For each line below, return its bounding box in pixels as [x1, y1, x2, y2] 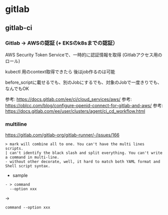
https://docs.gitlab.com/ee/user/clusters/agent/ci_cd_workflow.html [5, 108, 145, 114]
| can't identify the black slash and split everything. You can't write [5, 150, 163, 156]
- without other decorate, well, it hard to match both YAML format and [5, 159, 160, 164]
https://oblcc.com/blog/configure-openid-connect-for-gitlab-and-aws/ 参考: [5, 102, 163, 108]
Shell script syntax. [5, 164, 51, 169]
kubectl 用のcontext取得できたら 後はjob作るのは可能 [5, 69, 115, 75]
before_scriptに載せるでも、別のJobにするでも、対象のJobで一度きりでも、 [5, 79, 162, 85]
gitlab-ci [5, 24, 33, 32]
